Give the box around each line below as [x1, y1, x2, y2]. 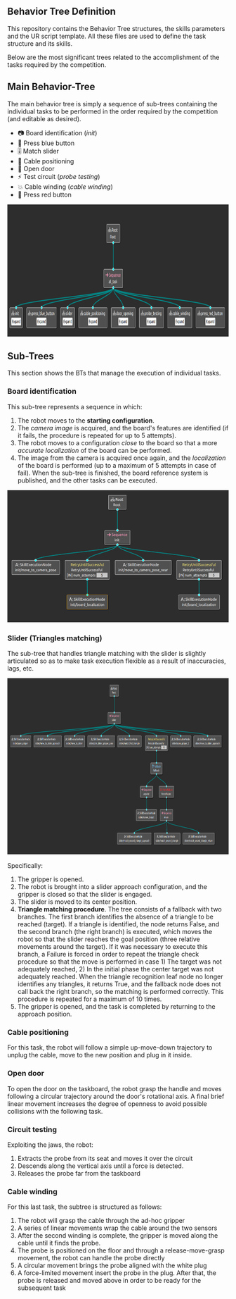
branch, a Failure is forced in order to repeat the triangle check [17, 950, 199, 959]
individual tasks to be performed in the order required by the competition [7, 107, 218, 116]
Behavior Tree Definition [7, 6, 116, 18]
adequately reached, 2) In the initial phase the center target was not [17, 965, 214, 974]
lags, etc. [7, 664, 34, 673]
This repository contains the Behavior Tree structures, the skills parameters [7, 24, 225, 32]
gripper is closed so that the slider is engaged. [17, 890, 152, 899]
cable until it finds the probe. [17, 1239, 101, 1248]
